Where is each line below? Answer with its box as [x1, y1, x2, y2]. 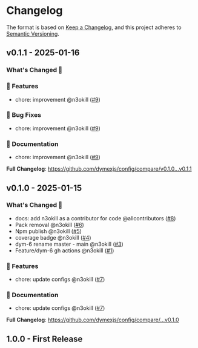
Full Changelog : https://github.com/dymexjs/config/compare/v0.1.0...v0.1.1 [6, 165, 192, 172]
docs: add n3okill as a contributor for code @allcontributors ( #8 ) [15, 214, 176, 222]
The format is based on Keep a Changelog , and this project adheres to [6, 24, 182, 31]
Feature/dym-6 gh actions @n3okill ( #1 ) [15, 246, 114, 254]
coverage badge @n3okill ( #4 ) [15, 234, 92, 241]
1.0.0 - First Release [6, 333, 83, 344]
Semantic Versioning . [6, 30, 59, 37]
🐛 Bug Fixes [6, 111, 41, 119]
